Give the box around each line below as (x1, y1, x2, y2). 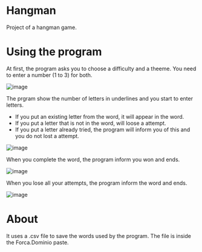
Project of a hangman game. (6, 24, 77, 31)
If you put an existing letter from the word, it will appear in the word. (15, 113, 184, 120)
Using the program (6, 45, 102, 59)
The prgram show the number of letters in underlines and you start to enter (6, 94, 194, 102)
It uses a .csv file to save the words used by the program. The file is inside (6, 232, 192, 239)
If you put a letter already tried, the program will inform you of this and (15, 125, 191, 133)
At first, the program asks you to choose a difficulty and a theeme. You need (6, 65, 197, 72)
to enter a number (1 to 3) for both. (6, 71, 93, 79)
